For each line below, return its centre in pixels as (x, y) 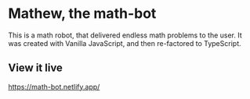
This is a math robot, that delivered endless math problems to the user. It (125, 35)
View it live (35, 68)
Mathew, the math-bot (82, 14)
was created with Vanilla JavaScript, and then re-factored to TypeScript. (125, 43)
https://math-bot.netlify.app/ (54, 87)
